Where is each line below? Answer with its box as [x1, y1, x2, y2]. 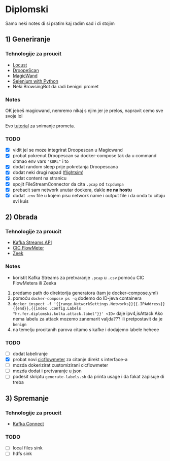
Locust [12, 62, 27, 68]
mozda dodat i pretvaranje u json [12, 368, 82, 374]
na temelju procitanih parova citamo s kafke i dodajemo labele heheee [12, 326, 159, 333]
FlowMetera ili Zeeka [12, 280, 57, 286]
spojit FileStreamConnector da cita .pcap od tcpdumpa [12, 181, 124, 187]
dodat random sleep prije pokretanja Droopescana [12, 164, 118, 170]
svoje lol [5, 113, 23, 119]
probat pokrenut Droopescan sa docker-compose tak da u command [12, 153, 157, 159]
